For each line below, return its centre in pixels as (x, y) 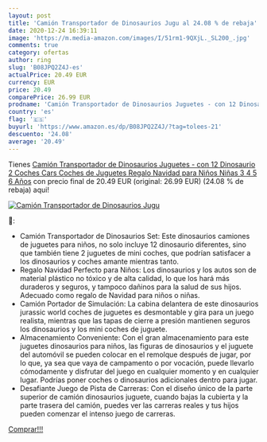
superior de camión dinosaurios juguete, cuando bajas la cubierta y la (134, 397)
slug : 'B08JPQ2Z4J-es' (46, 68)
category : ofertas (39, 53)
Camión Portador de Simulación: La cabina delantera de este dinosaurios (139, 303)
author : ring (30, 61)
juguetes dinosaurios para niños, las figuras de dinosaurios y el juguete (136, 346)
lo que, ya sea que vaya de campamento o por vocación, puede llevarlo (137, 362)
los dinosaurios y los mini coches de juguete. (93, 329)
